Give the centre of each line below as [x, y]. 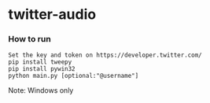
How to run [29, 39]
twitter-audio [52, 15]
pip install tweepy [40, 62]
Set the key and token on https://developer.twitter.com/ [105, 55]
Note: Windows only [41, 90]
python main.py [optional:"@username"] [74, 76]
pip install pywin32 [42, 69]
